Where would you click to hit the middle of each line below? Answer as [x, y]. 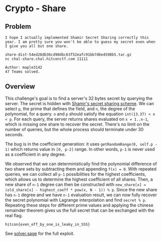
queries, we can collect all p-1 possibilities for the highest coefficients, [76, 174]
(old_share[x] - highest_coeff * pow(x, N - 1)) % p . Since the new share [81, 189]
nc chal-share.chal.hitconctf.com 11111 [47, 59]
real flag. [14, 215]
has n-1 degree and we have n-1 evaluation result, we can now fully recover [81, 195]
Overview [20, 86]
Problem [18, 27]
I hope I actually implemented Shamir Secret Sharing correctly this [77, 37]
